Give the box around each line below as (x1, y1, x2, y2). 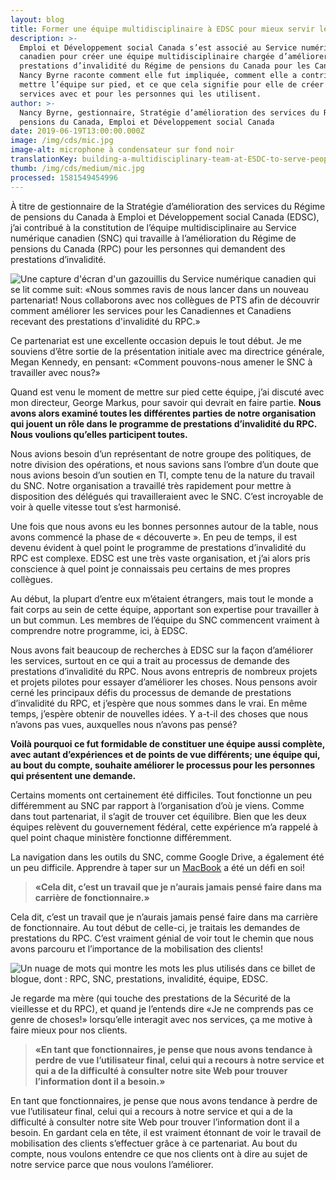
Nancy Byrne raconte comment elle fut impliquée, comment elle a (19, 71, 298, 81)
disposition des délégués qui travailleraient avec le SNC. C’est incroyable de (10, 490, 324, 502)
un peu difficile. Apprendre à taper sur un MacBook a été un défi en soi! (10, 861, 306, 873)
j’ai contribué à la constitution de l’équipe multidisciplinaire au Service (10, 221, 297, 233)
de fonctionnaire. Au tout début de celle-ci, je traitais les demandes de (10, 921, 301, 933)
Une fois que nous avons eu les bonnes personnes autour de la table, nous (10, 520, 319, 532)
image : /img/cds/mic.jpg (10, 136, 114, 146)
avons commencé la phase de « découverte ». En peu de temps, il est (10, 531, 298, 543)
